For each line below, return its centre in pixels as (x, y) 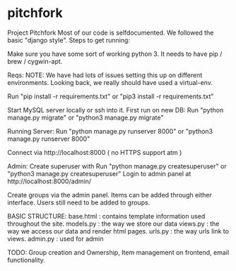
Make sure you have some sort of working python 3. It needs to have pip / (115, 54)
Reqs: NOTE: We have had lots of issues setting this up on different (105, 75)
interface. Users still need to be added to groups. (79, 202)
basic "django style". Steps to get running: (69, 40)
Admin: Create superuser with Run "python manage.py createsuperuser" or (117, 166)
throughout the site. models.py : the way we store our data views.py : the (113, 224)
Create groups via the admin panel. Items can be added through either (110, 195)
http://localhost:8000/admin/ (49, 181)
